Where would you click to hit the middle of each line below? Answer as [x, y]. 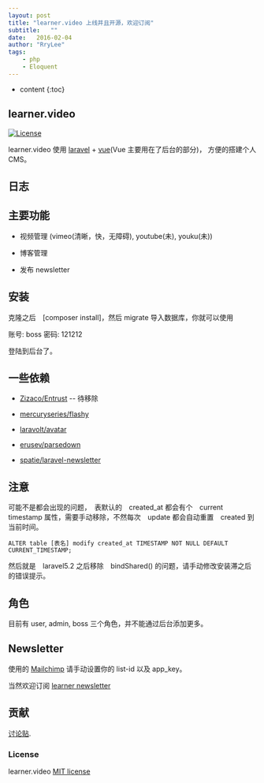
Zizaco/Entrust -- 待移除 [59, 398]
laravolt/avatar [43, 430]
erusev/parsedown [50, 445]
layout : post [30, 15]
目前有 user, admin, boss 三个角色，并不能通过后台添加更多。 [108, 624]
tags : [17, 52]
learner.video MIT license [49, 771]
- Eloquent [40, 67]
